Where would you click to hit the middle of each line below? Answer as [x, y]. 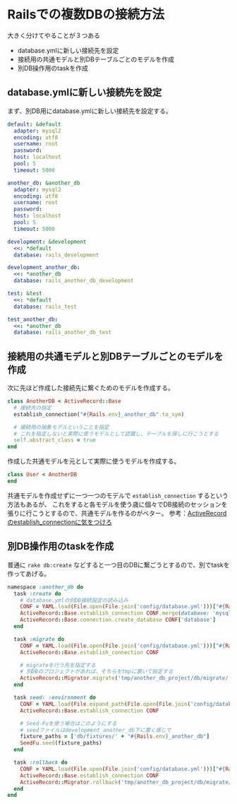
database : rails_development [56, 255]
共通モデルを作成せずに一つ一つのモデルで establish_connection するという [118, 495]
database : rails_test [45, 307]
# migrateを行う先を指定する [58, 665]
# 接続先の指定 [32, 408]
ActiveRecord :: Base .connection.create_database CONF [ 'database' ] [118, 620]
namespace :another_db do [45, 587]
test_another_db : [33, 319]
